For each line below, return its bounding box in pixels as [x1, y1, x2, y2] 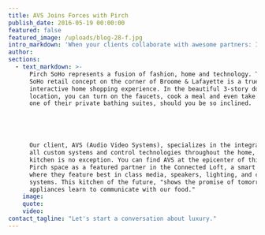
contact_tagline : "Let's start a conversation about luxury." [8, 214, 217, 222]
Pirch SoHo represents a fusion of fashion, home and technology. [28, 70, 252, 78]
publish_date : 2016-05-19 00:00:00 [8, 19, 125, 27]
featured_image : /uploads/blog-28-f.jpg [8, 33, 144, 42]
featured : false [8, 26, 62, 34]
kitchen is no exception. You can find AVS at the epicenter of [28, 156, 245, 164]
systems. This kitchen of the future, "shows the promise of [28, 178, 235, 186]
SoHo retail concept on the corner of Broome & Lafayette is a [28, 77, 242, 85]
